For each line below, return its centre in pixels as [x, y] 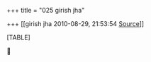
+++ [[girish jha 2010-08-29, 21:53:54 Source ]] [75, 24]
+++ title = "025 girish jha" [46, 10]
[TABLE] [19, 37]
